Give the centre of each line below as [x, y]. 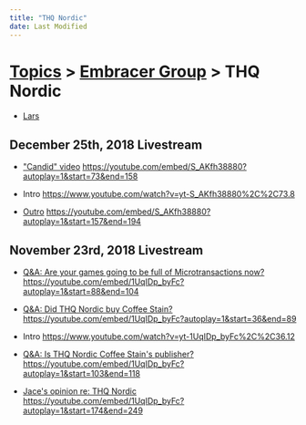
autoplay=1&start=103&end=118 [82, 374]
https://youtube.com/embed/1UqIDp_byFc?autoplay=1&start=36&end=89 [159, 319]
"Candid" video [51, 167]
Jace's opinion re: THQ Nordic [79, 391]
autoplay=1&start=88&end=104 [81, 292]
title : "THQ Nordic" [49, 18]
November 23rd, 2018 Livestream [106, 250]
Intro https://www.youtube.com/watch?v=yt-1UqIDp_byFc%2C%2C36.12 [159, 337]
